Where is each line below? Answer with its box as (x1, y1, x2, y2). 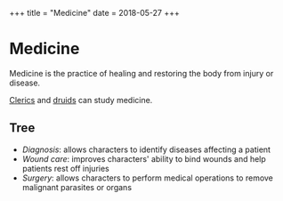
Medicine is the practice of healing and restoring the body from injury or (9, 68, 274, 78)
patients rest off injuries (21, 163, 109, 173)
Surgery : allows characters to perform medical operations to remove (21, 173, 274, 183)
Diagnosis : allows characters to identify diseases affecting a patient (21, 144, 271, 155)
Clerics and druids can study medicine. (9, 94, 153, 105)
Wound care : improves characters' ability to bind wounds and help (21, 153, 267, 164)
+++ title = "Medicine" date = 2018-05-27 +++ (9, 8, 180, 18)
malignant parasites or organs (21, 181, 132, 192)
